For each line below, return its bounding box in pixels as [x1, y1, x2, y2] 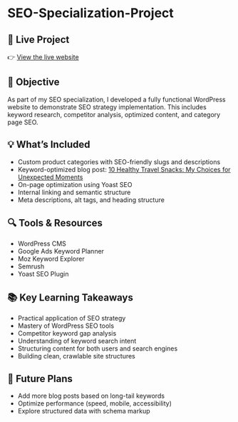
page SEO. [7, 118, 38, 126]
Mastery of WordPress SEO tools [17, 321, 115, 330]
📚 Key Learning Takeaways [7, 291, 133, 303]
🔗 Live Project [7, 34, 70, 46]
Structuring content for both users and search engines [17, 344, 178, 353]
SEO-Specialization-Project [7, 5, 175, 21]
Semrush [17, 262, 45, 271]
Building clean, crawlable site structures [17, 352, 135, 361]
